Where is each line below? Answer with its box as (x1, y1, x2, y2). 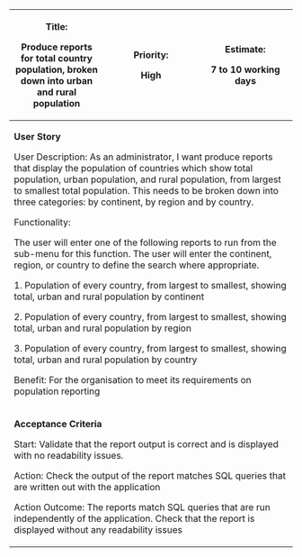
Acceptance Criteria (13, 418, 102, 430)
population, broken (14, 63, 99, 76)
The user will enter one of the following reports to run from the (13, 236, 277, 249)
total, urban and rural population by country (13, 353, 198, 366)
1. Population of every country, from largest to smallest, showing (13, 279, 287, 291)
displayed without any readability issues (13, 524, 182, 535)
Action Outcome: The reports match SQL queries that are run (13, 501, 271, 513)
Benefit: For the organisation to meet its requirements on (13, 374, 252, 386)
